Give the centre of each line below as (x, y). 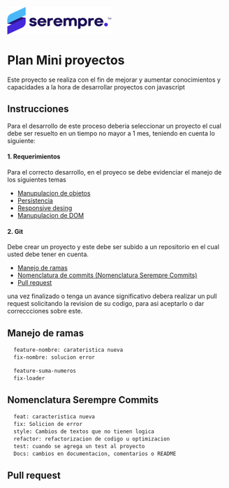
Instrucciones (38, 109)
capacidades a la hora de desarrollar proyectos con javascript (96, 87)
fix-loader (29, 378)
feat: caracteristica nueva (54, 417)
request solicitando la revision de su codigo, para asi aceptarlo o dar (106, 304)
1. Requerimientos (34, 156)
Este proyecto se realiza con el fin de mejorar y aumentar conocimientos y (114, 80)
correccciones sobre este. (45, 311)
